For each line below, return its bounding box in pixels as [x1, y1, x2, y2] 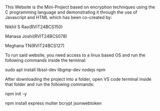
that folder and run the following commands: [5, 81, 94, 87]
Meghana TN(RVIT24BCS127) [5, 43, 65, 48]
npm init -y [5, 91, 27, 96]
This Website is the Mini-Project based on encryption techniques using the [5, 4, 155, 10]
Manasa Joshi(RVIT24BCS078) [5, 34, 67, 39]
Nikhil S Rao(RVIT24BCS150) [5, 24, 63, 30]
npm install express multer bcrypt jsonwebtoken [5, 100, 102, 106]
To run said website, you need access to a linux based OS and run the [5, 52, 145, 58]
